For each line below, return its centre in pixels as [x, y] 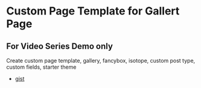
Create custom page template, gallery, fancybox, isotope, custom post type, [101, 61]
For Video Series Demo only [60, 46]
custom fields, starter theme [41, 67]
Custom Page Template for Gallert [93, 11]
